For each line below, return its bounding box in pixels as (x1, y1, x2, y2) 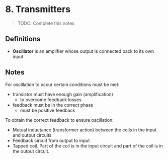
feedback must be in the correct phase (12, 102, 94, 108)
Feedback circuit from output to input (12, 137, 90, 143)
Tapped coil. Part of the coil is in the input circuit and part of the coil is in (12, 142, 163, 149)
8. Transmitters (5, 4, 71, 15)
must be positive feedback (20, 107, 75, 113)
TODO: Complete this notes (17, 20, 74, 26)
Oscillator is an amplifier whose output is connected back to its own (12, 48, 154, 54)
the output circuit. (12, 148, 50, 154)
